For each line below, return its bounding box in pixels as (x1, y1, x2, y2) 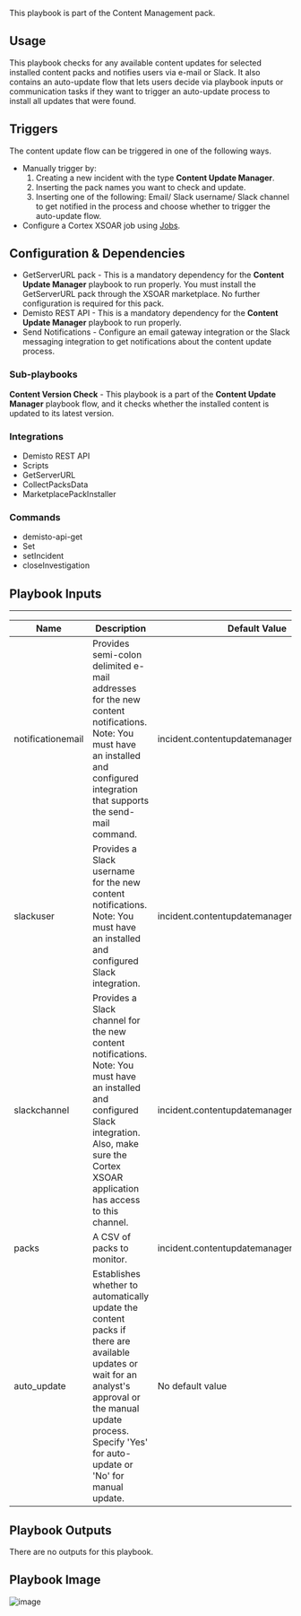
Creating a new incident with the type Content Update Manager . (35, 172, 275, 183)
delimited (92, 660, 132, 672)
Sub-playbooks (9, 368, 78, 380)
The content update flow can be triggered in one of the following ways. (9, 145, 271, 156)
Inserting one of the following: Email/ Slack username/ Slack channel (35, 191, 289, 202)
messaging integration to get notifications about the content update (21, 336, 271, 347)
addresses (92, 682, 137, 694)
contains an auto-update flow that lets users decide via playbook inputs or (9, 76, 284, 87)
